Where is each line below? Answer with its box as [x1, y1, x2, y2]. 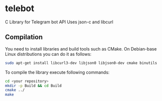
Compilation [5, 33, 43, 41]
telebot [5, 3, 35, 14]
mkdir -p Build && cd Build [5, 83, 62, 88]
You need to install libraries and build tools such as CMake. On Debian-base [5, 46, 157, 51]
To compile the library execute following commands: [5, 69, 110, 75]
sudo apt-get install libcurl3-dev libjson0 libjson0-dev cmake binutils [5, 60, 158, 66]
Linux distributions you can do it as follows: [5, 51, 92, 57]
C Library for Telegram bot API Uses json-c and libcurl [5, 19, 113, 25]
